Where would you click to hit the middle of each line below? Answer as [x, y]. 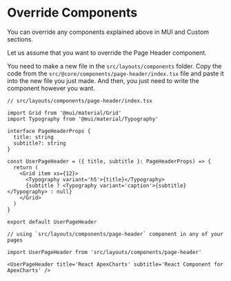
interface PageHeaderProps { [49, 131]
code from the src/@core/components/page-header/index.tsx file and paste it [115, 73]
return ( [26, 167]
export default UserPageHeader [52, 222]
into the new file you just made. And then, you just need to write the [103, 80]
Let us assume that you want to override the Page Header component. [107, 53]
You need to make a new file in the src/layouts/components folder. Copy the [114, 66]
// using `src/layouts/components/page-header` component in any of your [115, 234]
